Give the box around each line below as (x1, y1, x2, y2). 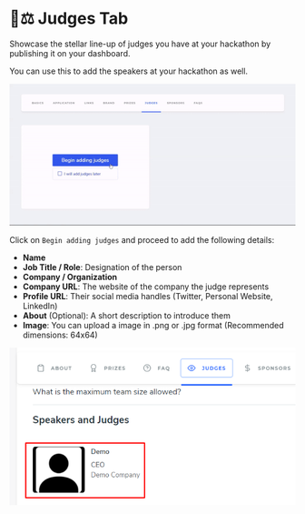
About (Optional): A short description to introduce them (22, 309, 231, 321)
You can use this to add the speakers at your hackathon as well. (9, 66, 248, 76)
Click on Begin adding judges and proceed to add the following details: (9, 234, 275, 245)
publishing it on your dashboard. (9, 47, 131, 58)
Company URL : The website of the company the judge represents (22, 281, 270, 292)
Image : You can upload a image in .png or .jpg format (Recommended (22, 319, 284, 330)
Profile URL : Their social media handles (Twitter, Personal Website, (22, 290, 274, 301)
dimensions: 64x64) (22, 329, 98, 340)
